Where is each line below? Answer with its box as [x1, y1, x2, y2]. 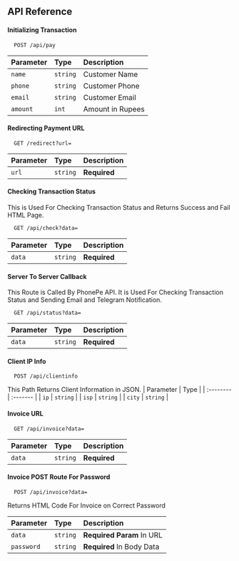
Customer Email [83, 92, 137, 102]
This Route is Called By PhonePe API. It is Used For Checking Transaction [7, 288, 223, 297]
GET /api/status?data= [14, 310, 81, 317]
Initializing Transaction [7, 25, 77, 34]
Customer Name [83, 69, 138, 79]
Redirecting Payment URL [7, 124, 85, 133]
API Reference [7, 6, 73, 18]
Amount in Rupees [83, 103, 145, 113]
